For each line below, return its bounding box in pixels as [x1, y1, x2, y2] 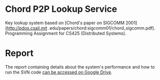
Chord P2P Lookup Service [5, 3, 117, 15]
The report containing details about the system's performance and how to [5, 64, 155, 70]
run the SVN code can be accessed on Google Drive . [5, 69, 112, 75]
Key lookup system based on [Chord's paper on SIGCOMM [5, 20, 125, 26]
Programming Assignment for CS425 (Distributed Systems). [5, 30, 127, 36]
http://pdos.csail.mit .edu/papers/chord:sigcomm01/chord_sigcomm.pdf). [6, 25, 156, 31]
